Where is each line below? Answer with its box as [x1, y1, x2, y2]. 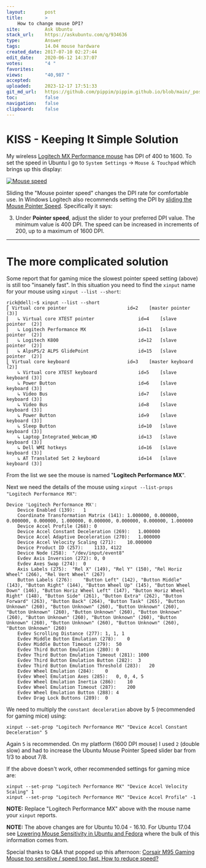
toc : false [6, 94, 59, 101]
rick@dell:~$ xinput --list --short [6, 300, 100, 306]
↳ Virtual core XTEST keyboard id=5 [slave [17, 369, 177, 376]
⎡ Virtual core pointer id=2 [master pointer [6, 305, 191, 312]
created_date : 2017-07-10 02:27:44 [6, 49, 97, 55]
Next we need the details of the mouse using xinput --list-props [6, 483, 174, 491]
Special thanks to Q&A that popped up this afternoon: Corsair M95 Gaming [6, 848, 195, 856]
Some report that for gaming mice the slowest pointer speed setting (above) [6, 275, 198, 282]
